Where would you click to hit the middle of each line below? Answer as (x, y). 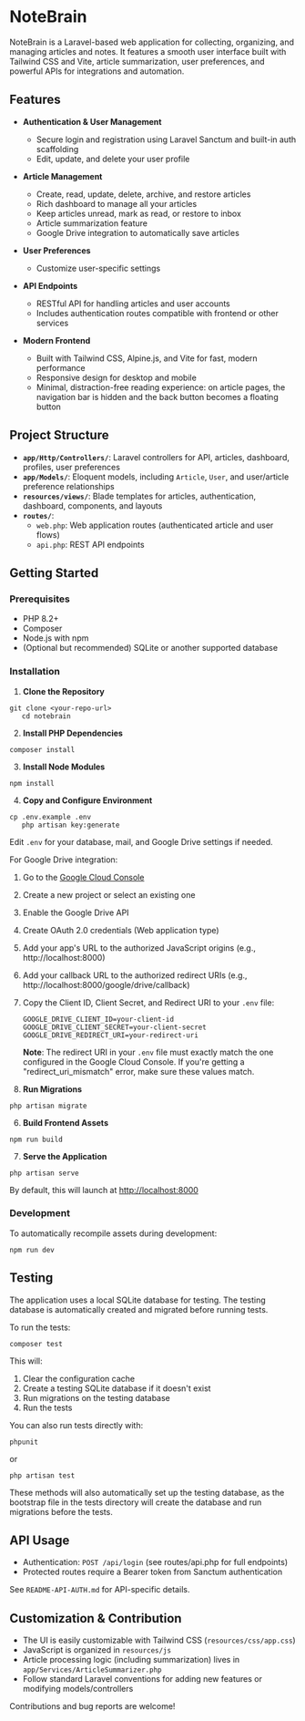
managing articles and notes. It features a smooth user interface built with (148, 51)
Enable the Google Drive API (76, 912)
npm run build (36, 1139)
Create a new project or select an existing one (109, 894)
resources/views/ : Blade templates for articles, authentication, (139, 496)
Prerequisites (40, 599)
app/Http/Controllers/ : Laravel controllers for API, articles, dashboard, (156, 457)
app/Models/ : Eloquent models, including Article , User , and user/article (156, 477)
